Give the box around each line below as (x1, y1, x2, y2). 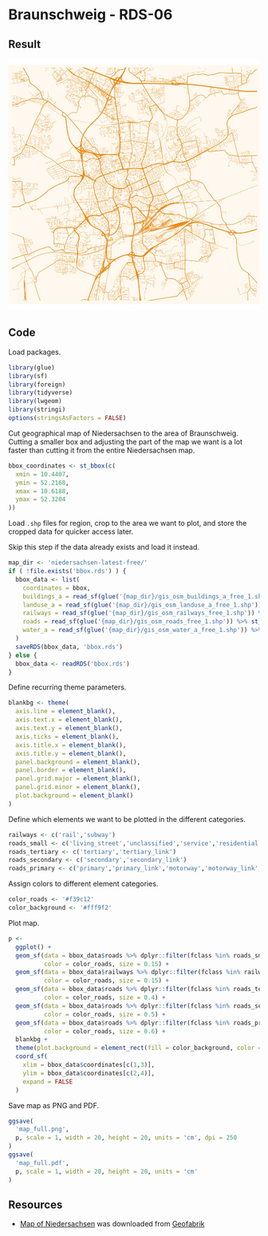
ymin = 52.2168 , (15, 479, 69, 487)
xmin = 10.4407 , (15, 470, 69, 478)
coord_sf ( (15, 1052, 48, 1060)
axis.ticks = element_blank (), (15, 733, 120, 740)
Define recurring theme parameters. (8, 682, 127, 692)
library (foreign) (8, 381, 66, 389)
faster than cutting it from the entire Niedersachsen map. (8, 445, 195, 455)
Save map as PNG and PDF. (8, 1100, 100, 1110)
